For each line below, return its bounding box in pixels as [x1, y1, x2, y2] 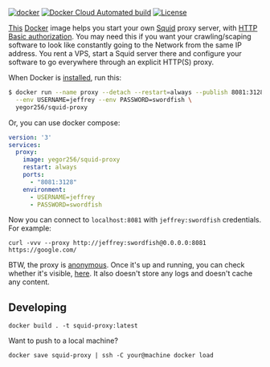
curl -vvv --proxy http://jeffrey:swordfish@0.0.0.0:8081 [8, 239, 207, 247]
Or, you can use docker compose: [8, 117, 121, 128]
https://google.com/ [8, 246, 78, 255]
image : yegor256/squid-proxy [22, 156, 121, 164]
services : [8, 141, 42, 149]
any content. [8, 277, 50, 287]
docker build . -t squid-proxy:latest [8, 322, 138, 330]
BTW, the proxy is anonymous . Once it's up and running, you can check [8, 260, 245, 270]
